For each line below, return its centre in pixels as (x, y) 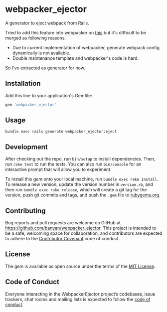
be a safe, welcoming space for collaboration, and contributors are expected (84, 233)
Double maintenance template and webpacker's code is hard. (75, 58)
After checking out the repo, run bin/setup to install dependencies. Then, (80, 159)
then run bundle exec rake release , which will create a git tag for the (76, 190)
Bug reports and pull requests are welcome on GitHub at (63, 223)
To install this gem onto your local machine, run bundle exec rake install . (82, 179)
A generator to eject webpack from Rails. (47, 23)
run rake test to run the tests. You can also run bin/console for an (73, 164)
